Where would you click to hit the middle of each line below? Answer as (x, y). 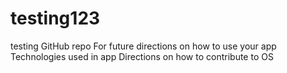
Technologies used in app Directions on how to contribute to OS (142, 56)
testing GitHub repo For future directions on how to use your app (143, 46)
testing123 (55, 18)
